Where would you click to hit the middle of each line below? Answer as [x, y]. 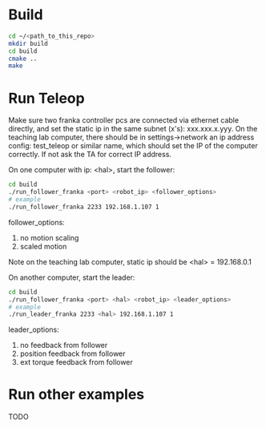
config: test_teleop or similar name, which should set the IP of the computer [133, 146]
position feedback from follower [73, 353]
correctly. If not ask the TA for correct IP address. [90, 155]
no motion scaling [49, 237]
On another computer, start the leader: [72, 277]
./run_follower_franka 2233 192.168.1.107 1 [84, 207]
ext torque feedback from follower [77, 362]
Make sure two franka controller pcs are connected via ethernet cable [123, 120]
